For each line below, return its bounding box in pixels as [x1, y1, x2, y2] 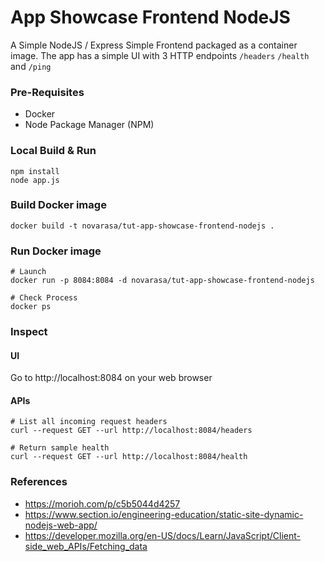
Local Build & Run [10, 144, 97, 158]
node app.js [10, 175, 60, 185]
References [10, 475, 68, 489]
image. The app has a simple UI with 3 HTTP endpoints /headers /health [10, 49, 310, 61]
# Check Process [10, 293, 78, 303]
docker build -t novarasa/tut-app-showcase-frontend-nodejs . [10, 221, 275, 231]
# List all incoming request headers [10, 417, 168, 427]
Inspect [10, 325, 48, 339]
